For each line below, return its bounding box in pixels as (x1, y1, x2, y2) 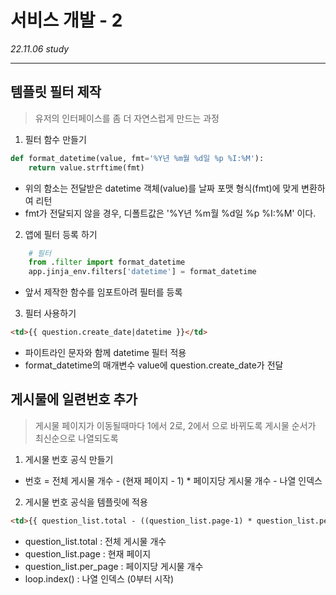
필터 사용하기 (24, 307, 77, 320)
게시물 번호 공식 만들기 (24, 453, 114, 465)
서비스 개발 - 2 (10, 9, 123, 32)
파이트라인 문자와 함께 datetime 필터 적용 (24, 347, 187, 358)
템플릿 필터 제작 (10, 84, 102, 101)
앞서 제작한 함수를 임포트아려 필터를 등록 (24, 286, 183, 298)
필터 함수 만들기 (24, 133, 87, 145)
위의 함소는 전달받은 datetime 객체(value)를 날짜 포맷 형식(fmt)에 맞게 (24, 182, 300, 194)
